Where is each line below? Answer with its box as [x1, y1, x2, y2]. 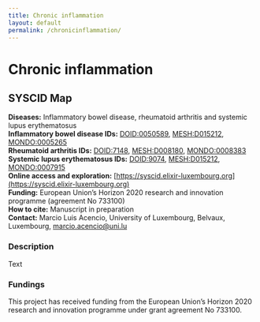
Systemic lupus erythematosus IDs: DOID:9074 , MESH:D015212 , [8, 155, 221, 164]
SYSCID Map [8, 92, 72, 105]
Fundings [8, 279, 45, 290]
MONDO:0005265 [8, 137, 68, 147]
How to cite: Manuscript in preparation [8, 204, 134, 214]
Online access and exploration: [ [8, 171, 117, 181]
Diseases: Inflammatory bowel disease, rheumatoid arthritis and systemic [8, 112, 248, 122]
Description [8, 241, 54, 253]
